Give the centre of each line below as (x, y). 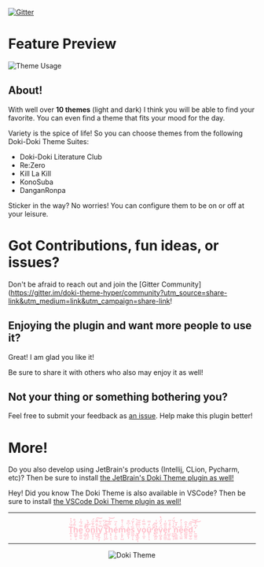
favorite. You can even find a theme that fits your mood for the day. (117, 117)
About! (26, 91)
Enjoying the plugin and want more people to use (130, 326)
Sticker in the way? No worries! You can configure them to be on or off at (126, 206)
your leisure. (28, 213)
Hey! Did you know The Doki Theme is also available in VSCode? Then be (127, 493)
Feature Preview (62, 44)
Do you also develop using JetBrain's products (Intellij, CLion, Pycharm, (124, 469)
